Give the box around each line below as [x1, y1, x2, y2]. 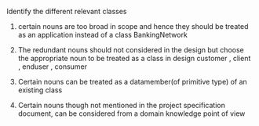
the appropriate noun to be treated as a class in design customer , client [17, 54, 251, 63]
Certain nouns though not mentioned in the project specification [17, 101, 226, 110]
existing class [17, 85, 63, 95]
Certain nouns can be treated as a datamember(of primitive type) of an [17, 77, 247, 86]
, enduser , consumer [17, 62, 87, 71]
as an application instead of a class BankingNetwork [17, 31, 188, 39]
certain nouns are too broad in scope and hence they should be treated [17, 22, 249, 31]
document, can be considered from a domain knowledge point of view [17, 109, 246, 118]
